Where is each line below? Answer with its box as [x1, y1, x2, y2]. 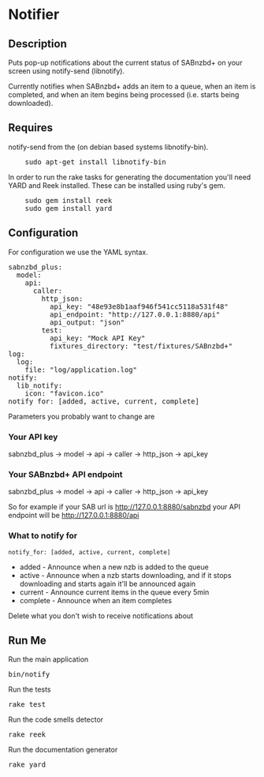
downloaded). [8, 99, 54, 107]
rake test [8, 700, 46, 709]
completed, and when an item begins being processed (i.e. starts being [8, 90, 240, 99]
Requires [8, 121, 54, 135]
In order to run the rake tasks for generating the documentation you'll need [8, 172, 251, 182]
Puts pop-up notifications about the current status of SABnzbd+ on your [8, 58, 243, 67]
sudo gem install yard [24, 204, 113, 212]
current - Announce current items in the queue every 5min [19, 587, 210, 597]
